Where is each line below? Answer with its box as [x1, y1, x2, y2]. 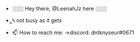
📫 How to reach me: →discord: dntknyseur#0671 [11, 29, 135, 36]
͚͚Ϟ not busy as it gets [11, 17, 62, 24]
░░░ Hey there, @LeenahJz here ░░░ [11, 5, 107, 12]
